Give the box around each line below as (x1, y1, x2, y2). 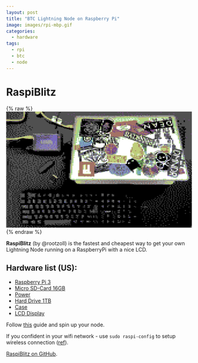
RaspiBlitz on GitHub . (6, 351, 58, 358)
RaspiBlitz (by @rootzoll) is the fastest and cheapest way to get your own (6, 239, 185, 247)
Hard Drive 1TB (14, 298, 52, 305)
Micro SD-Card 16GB (14, 285, 66, 292)
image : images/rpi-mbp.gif (6, 22, 72, 28)
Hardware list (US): (6, 263, 78, 273)
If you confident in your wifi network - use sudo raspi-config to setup (6, 333, 176, 340)
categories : (6, 28, 35, 34)
